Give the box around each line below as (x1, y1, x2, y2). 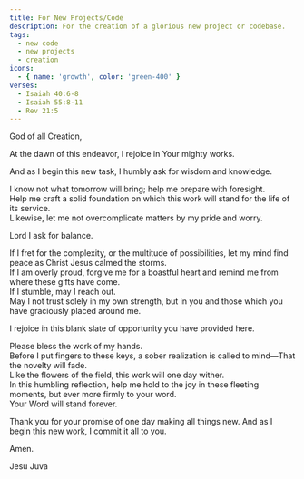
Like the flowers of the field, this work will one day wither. (9, 369, 225, 381)
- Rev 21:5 (17, 106, 59, 115)
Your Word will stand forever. (9, 398, 118, 409)
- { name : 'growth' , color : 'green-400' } (17, 73, 181, 82)
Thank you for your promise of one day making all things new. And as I (9, 416, 273, 427)
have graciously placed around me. (9, 306, 142, 317)
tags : (9, 30, 30, 39)
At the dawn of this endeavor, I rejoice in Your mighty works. (9, 149, 235, 160)
